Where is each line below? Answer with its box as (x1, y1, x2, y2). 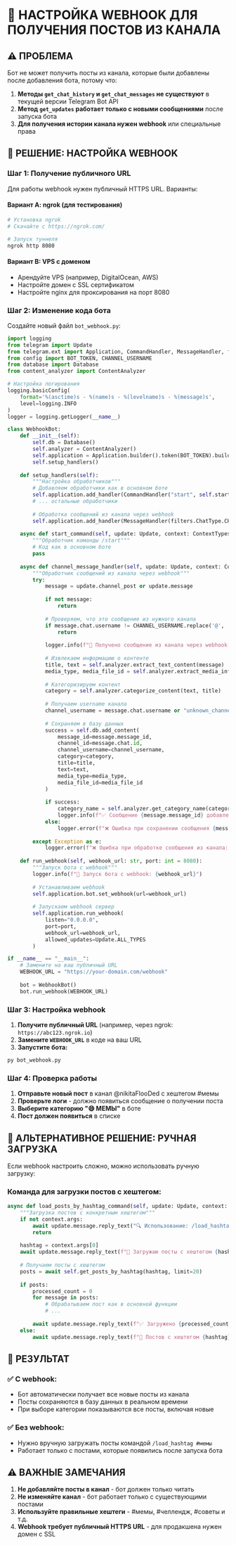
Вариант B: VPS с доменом (7, 257, 91, 265)
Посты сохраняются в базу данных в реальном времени (17, 1397, 188, 1406)
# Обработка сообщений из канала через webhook (32, 511, 174, 518)
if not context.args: (20, 1216, 83, 1223)
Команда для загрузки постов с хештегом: (7, 1186, 162, 1196)
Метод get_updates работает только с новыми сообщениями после (17, 105, 223, 113)
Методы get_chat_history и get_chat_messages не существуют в (17, 90, 209, 98)
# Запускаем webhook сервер (32, 903, 114, 910)
